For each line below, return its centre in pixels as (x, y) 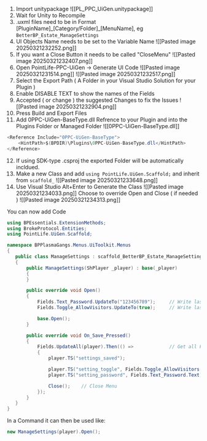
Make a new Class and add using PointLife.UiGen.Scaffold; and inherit (107, 174)
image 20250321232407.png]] (54, 61)
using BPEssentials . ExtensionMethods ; (57, 223)
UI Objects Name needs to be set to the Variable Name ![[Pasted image (106, 41)
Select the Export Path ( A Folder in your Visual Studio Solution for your (106, 80)
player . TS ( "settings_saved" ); (87, 358)
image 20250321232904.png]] (78, 106)
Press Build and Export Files (51, 113)
